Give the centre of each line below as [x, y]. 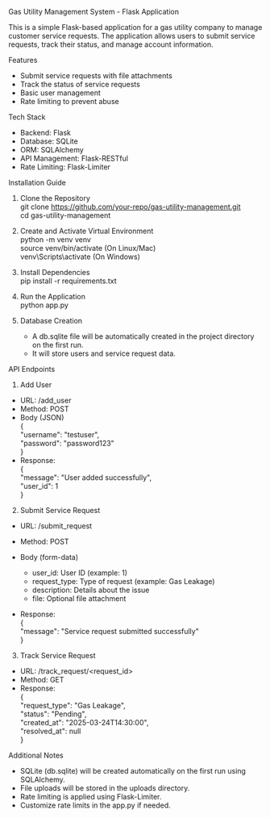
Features [23, 60]
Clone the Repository [55, 198]
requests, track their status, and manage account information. [111, 44]
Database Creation [51, 321]
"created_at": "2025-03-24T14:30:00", [84, 722]
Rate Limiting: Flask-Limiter [65, 167]
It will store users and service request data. [104, 353]
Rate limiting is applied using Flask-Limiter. [91, 797]
